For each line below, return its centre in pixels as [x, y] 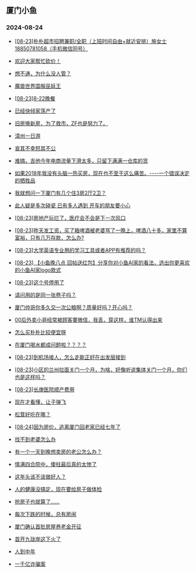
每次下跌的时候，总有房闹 [45, 514]
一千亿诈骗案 [30, 564]
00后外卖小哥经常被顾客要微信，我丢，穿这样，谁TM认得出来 [88, 320]
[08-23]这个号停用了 [39, 282]
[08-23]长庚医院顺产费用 [44, 389]
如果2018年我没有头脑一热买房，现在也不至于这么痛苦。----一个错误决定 [102, 173]
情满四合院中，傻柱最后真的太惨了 [56, 464]
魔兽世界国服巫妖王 [38, 86]
